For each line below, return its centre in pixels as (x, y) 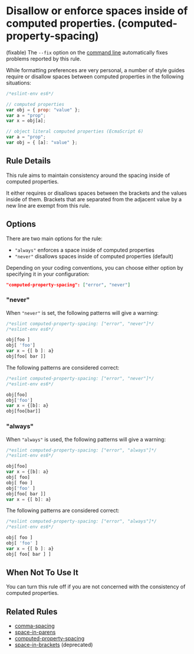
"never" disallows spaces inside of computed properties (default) (94, 256)
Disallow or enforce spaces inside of (97, 11)
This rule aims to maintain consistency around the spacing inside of (88, 175)
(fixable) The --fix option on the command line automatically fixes (87, 52)
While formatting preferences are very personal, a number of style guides (96, 70)
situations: (19, 83)
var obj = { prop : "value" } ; (43, 110)
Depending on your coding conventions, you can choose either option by (95, 268)
